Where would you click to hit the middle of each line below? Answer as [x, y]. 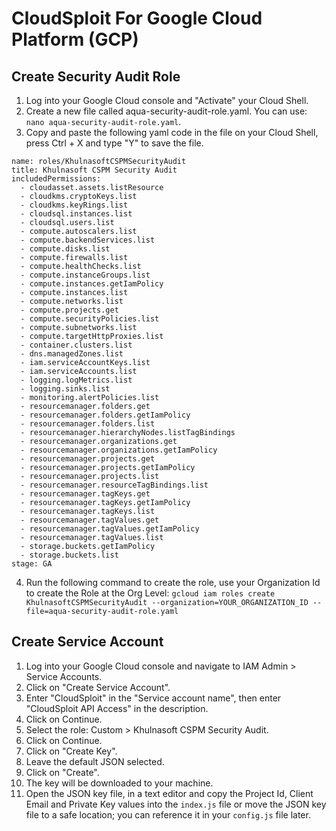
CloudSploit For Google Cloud [137, 18]
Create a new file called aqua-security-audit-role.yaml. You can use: [166, 111]
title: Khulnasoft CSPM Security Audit [94, 170]
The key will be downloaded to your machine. [119, 783]
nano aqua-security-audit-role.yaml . [103, 121]
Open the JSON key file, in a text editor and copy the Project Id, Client [169, 793]
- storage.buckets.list [69, 555]
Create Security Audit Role [96, 76]
